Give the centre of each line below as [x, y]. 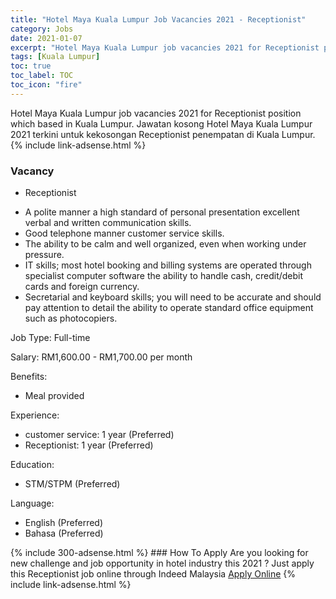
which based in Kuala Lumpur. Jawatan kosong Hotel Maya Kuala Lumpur [161, 123]
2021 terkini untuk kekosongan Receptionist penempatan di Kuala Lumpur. [163, 134]
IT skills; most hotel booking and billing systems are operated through [168, 265]
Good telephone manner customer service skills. [124, 233]
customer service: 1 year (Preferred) [99, 435]
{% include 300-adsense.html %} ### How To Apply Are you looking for [159, 553]
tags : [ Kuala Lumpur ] [55, 57]
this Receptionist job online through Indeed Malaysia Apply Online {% [153, 574]
